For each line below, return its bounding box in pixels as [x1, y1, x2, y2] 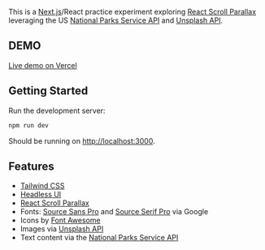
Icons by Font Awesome [20, 215, 101, 226]
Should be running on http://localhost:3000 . [8, 136, 156, 145]
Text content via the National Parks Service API [20, 233, 179, 243]
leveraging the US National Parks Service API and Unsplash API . [8, 15, 224, 25]
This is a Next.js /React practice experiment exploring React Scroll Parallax [8, 7, 257, 16]
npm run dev [8, 121, 49, 129]
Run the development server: [8, 106, 106, 115]
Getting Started [8, 84, 89, 98]
